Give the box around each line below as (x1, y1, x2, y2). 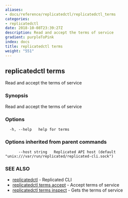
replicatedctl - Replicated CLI (12, 176, 72, 183)
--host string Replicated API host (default (18, 150, 116, 155)
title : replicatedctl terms (5, 44, 63, 49)
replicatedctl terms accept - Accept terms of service (12, 182, 120, 188)
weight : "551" (5, 48, 35, 53)
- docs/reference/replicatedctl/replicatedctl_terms (5, 12, 116, 17)
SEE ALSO (5, 165, 30, 172)
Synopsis (5, 92, 28, 99)
